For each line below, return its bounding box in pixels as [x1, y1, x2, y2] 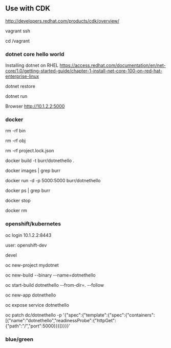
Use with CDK [5, 4, 50, 13]
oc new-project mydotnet [5, 262, 59, 268]
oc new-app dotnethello [5, 292, 56, 298]
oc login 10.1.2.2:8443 [5, 232, 52, 238]
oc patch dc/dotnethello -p [5, 311, 62, 318]
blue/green [5, 336, 34, 343]
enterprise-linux [5, 73, 39, 79]
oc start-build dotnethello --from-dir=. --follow [5, 282, 104, 288]
